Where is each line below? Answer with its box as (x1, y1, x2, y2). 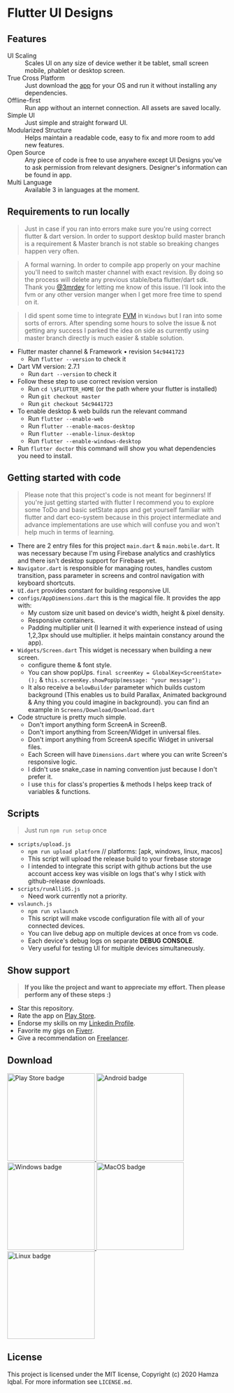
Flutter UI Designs (7, 5, 114, 21)
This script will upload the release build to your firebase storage (27, 854, 212, 863)
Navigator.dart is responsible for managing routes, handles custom (17, 563, 213, 572)
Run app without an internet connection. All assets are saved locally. (24, 104, 221, 112)
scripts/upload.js (17, 841, 71, 848)
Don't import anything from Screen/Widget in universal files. (27, 727, 201, 736)
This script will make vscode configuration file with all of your (27, 914, 205, 923)
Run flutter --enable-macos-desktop (27, 422, 135, 430)
